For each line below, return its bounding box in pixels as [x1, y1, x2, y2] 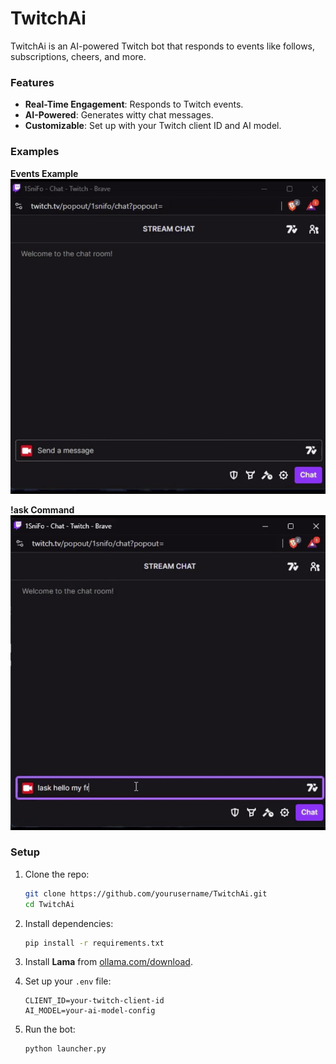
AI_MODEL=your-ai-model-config [24, 1006, 156, 1016]
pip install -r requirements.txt [24, 938, 165, 948]
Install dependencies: [24, 917, 114, 929]
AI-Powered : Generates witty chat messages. [24, 109, 214, 121]
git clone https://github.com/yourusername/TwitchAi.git [24, 888, 268, 899]
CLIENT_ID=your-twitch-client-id [24, 996, 165, 1006]
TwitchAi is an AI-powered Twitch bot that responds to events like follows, [10, 40, 316, 52]
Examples [10, 145, 60, 159]
